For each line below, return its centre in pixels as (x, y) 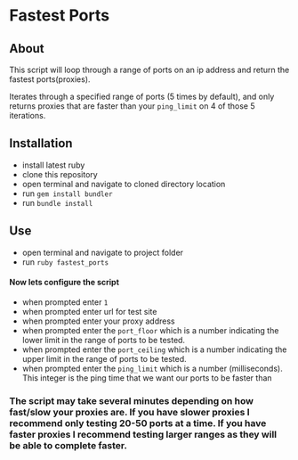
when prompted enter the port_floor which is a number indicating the (150, 330)
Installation (41, 144)
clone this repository (60, 174)
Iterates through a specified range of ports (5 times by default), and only (142, 96)
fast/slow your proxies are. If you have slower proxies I (130, 412)
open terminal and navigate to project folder (103, 252)
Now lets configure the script (64, 283)
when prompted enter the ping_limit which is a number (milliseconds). (152, 368)
